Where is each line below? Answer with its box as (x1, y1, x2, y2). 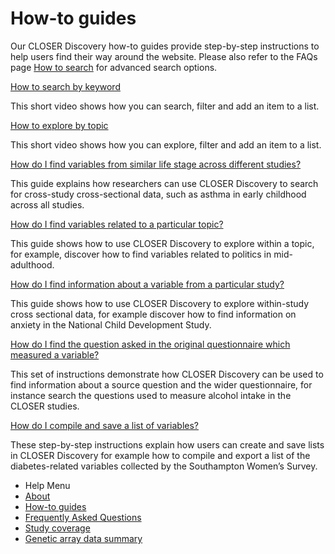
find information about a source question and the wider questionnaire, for (10, 378, 313, 391)
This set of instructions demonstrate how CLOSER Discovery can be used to (10, 368, 324, 380)
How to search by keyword (10, 80, 121, 92)
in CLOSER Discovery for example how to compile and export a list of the (10, 449, 311, 461)
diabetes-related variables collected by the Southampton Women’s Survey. (10, 460, 318, 472)
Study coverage (24, 522, 91, 534)
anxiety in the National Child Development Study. (10, 318, 212, 331)
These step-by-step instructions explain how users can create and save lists (10, 438, 325, 451)
